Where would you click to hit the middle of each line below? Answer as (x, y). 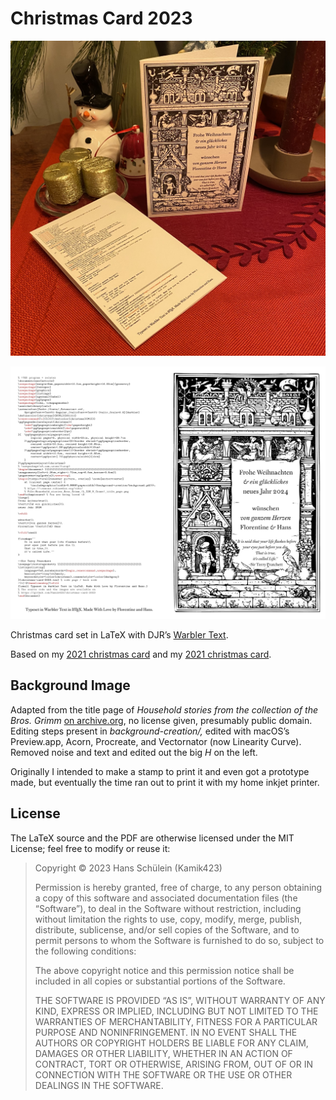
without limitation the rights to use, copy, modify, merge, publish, (168, 919)
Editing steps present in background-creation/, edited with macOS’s (150, 731)
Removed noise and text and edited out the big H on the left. (134, 752)
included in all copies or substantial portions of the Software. (160, 981)
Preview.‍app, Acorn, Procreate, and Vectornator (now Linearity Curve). (156, 741)
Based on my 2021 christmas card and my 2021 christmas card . (141, 654)
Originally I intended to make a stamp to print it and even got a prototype (160, 771)
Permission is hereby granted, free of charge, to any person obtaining (178, 887)
